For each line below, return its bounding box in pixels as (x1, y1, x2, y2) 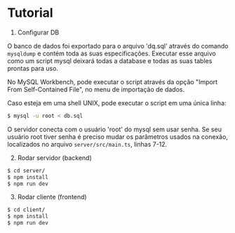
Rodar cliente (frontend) (17, 193, 87, 201)
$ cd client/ (7, 206, 46, 213)
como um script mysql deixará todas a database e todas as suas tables (7, 56, 213, 65)
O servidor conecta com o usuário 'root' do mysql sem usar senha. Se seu (7, 125, 222, 133)
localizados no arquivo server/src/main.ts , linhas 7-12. (7, 140, 168, 148)
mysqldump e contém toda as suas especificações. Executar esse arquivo (7, 49, 216, 58)
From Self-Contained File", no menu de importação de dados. (7, 85, 184, 93)
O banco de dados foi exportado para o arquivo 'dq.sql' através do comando (7, 41, 229, 50)
